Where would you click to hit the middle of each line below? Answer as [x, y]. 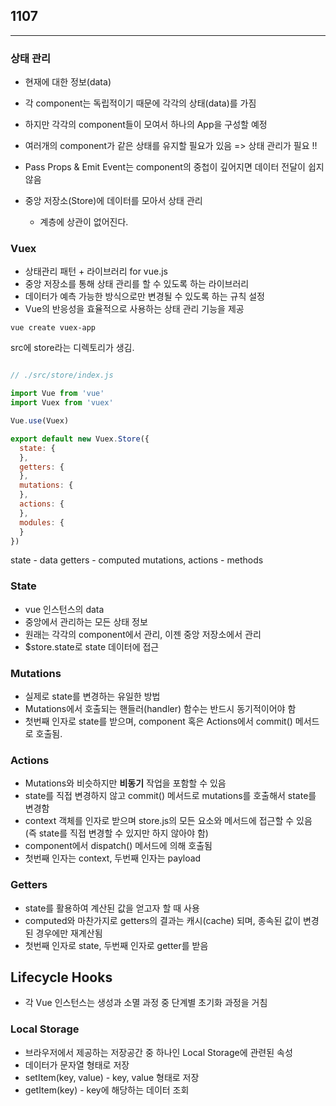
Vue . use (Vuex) [40, 421]
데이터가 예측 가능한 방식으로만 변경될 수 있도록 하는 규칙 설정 [144, 296]
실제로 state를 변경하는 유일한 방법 [92, 696]
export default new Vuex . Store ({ [80, 439]
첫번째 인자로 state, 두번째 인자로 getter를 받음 [116, 945]
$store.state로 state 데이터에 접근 [92, 646]
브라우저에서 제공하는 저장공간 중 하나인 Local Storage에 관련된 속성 [158, 1052]
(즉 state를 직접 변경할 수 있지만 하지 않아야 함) [116, 833]
